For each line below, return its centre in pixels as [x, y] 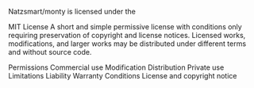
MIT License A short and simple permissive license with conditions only [125, 27]
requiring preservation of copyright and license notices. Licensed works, [127, 35]
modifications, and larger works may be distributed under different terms [127, 44]
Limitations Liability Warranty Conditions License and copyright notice [123, 76]
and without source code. [50, 52]
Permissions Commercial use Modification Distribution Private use [116, 67]
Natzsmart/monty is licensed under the [72, 11]
